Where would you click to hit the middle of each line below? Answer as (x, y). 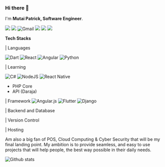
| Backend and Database (30, 111)
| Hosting (14, 130)
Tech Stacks (18, 39)
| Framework (18, 101)
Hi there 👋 (17, 8)
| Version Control (22, 120)
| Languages (18, 48)
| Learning (16, 67)
